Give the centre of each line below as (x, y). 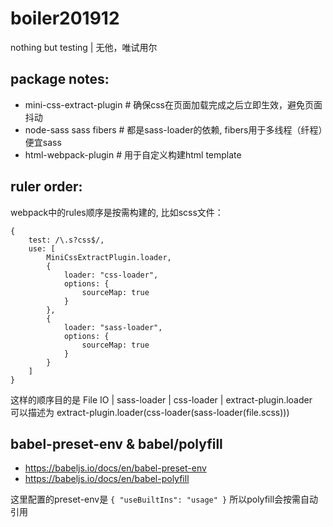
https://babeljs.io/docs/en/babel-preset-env (115, 468)
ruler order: (46, 187)
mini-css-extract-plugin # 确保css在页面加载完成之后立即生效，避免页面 (173, 104)
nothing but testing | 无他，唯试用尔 (84, 47)
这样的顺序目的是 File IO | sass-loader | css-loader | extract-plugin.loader (161, 399)
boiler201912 (65, 18)
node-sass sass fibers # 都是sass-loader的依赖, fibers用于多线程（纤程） (173, 129)
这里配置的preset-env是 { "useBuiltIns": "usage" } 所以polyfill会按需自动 (164, 499)
